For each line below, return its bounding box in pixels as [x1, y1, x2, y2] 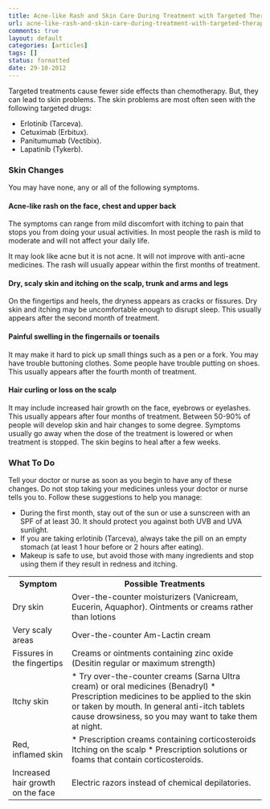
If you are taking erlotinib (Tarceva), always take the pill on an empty [19, 533, 247, 543]
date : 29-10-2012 [8, 64, 67, 72]
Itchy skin [12, 696, 49, 707]
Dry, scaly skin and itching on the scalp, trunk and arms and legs [8, 278, 229, 288]
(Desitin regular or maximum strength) [72, 658, 216, 669]
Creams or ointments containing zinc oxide [72, 648, 234, 659]
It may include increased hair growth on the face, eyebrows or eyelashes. [8, 402, 252, 412]
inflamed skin [12, 749, 63, 760]
